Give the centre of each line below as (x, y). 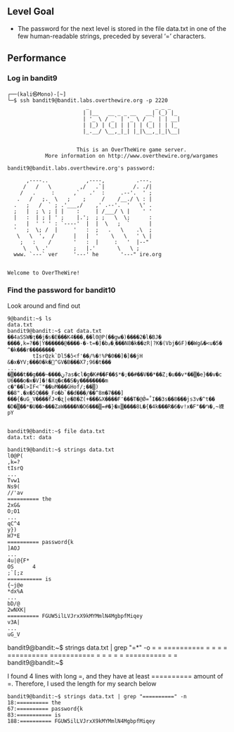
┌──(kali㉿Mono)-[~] (37, 94)
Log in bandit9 (32, 78)
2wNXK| (17, 610)
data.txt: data (30, 437)
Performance (37, 58)
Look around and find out (44, 305)
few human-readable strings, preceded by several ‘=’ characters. (111, 36)
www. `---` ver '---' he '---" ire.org (87, 254)
